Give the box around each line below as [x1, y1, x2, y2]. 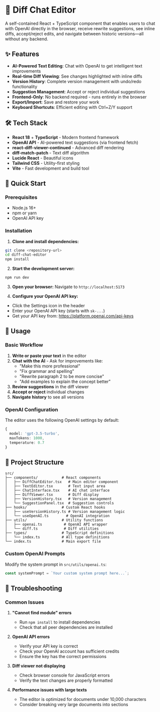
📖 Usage [5, 327, 31, 335]
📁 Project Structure [5, 458, 64, 466]
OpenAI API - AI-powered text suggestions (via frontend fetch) [12, 139, 139, 145]
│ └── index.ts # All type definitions [5, 535, 110, 540]
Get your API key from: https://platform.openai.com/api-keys [12, 313, 134, 319]
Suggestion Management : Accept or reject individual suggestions [12, 88, 145, 94]
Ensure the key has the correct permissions [19, 654, 107, 660]
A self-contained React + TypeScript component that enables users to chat [5, 20, 156, 26]
